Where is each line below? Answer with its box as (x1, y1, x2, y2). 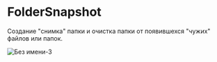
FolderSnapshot (7, 4, 102, 20)
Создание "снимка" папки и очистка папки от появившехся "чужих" (7, 27, 211, 35)
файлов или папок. (7, 34, 63, 42)
